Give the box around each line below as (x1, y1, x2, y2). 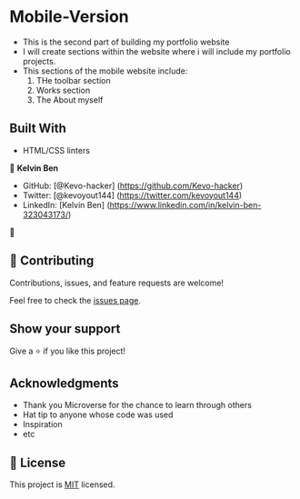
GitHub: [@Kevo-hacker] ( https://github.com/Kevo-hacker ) (22, 180, 244, 191)
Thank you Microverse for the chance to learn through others (22, 400, 253, 411)
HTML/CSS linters (22, 145, 91, 155)
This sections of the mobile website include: (22, 65, 188, 76)
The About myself (35, 94, 104, 105)
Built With (9, 121, 66, 136)
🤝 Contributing (9, 253, 95, 269)
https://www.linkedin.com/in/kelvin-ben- (109, 199, 262, 210)
